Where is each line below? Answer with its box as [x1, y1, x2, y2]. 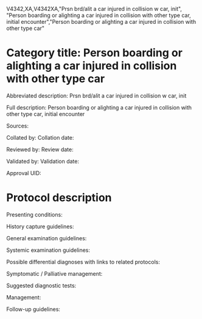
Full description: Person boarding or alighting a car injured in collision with [6, 104, 192, 111]
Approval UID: [6, 169, 41, 176]
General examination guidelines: [6, 234, 87, 242]
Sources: [6, 122, 29, 129]
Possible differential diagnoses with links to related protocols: [6, 258, 160, 265]
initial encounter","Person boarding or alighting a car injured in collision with [6, 18, 197, 25]
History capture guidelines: [6, 223, 74, 230]
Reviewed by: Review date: [6, 146, 74, 153]
